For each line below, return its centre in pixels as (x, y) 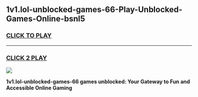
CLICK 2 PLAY (27, 58)
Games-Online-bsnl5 (46, 19)
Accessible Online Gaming (39, 88)
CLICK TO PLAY (29, 36)
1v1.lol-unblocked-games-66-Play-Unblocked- (94, 10)
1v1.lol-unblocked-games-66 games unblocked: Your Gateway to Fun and (98, 81)
